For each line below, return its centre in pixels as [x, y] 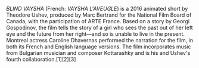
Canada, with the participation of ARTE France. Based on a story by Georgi [98, 21]
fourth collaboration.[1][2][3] [41, 59]
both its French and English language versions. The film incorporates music [99, 47]
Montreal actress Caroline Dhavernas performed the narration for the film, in [100, 40]
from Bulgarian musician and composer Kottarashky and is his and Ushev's [98, 53]
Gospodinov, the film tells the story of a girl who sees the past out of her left [99, 27]
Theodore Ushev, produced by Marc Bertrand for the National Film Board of [99, 15]
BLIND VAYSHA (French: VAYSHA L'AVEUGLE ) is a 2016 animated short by [97, 9]
